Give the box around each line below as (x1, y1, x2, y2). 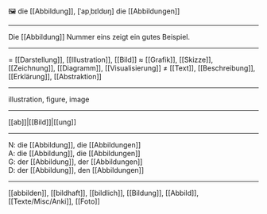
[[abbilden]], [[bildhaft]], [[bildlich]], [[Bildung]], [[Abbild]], (8, 189, 199, 197)
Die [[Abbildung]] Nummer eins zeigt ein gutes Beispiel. (8, 32, 191, 41)
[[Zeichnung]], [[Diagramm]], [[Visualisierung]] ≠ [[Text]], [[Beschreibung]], (8, 63, 256, 73)
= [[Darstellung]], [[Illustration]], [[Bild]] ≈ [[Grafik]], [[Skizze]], (8, 55, 213, 64)
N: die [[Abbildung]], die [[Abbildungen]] (8, 140, 141, 149)
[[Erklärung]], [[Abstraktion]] (8, 72, 102, 81)
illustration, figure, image (8, 94, 90, 104)
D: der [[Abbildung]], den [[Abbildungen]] (8, 166, 145, 174)
